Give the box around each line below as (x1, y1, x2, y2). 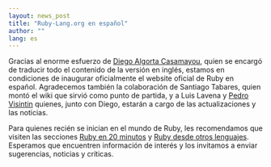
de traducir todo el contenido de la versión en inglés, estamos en (8, 65, 225, 75)
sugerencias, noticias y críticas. (8, 149, 114, 159)
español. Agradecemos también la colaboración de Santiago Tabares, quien (8, 82, 261, 92)
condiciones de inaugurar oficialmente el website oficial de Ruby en (8, 73, 235, 83)
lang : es (8, 34, 38, 43)
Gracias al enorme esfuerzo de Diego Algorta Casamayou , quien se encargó (8, 56, 263, 66)
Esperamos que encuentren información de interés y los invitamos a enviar (8, 140, 258, 150)
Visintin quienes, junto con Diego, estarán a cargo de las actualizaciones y (8, 99, 256, 109)
